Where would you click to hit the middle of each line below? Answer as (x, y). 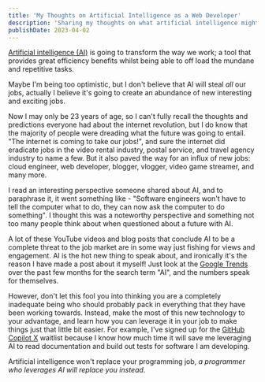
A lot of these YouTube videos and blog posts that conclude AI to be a (121, 239)
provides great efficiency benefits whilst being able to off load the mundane (131, 61)
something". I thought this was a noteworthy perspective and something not (131, 215)
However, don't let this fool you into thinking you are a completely (114, 296)
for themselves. (34, 281)
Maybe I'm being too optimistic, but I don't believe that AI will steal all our (127, 84)
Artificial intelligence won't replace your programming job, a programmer (127, 362)
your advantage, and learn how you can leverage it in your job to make (123, 321)
